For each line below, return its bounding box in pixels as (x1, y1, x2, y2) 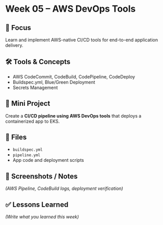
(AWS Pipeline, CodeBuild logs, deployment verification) (5, 185, 123, 191)
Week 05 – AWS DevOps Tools (5, 3, 136, 15)
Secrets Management (12, 85, 58, 91)
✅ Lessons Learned (5, 200, 69, 209)
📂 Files (5, 133, 27, 142)
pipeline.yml (12, 153, 41, 158)
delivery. (5, 42, 24, 48)
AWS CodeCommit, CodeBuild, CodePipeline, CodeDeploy (12, 73, 135, 79)
